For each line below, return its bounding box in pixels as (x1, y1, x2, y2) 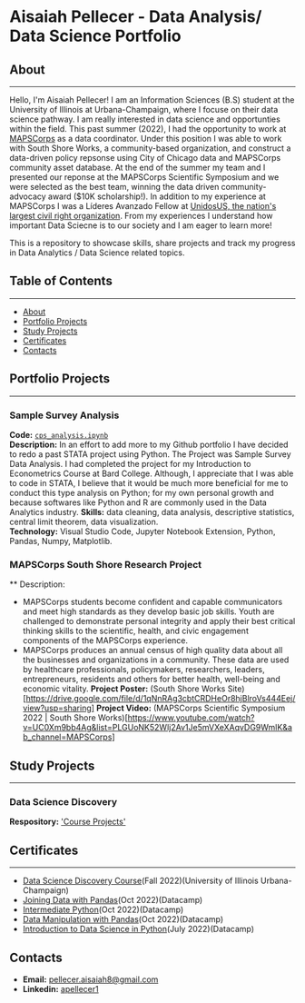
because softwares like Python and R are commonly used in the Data (9, 497, 268, 508)
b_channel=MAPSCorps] (22, 731, 115, 742)
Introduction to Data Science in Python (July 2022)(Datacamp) (22, 924, 255, 935)
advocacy (9, 191, 47, 202)
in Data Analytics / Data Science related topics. (9, 247, 185, 258)
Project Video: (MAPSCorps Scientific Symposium (96, 702, 286, 714)
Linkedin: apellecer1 (22, 983, 99, 994)
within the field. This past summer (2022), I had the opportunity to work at (9, 124, 287, 134)
